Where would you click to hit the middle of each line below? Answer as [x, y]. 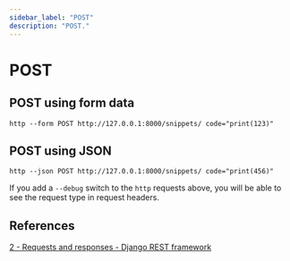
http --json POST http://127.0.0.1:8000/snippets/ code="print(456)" [142, 172]
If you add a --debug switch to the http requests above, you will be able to [145, 188]
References [42, 226]
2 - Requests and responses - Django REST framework [111, 248]
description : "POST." [50, 26]
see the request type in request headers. [84, 198]
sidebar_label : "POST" [51, 17]
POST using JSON [60, 151]
